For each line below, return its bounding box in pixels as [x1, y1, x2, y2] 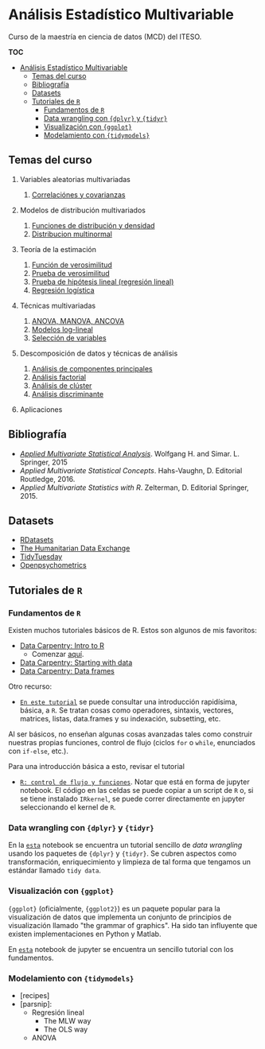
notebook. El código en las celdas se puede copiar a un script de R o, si [19, 786, 254, 795]
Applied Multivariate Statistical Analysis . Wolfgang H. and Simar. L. [19, 449, 240, 458]
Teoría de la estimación [19, 244, 97, 254]
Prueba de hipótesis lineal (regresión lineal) [31, 277, 174, 286]
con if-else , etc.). [8, 746, 69, 756]
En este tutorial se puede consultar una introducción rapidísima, [19, 697, 237, 707]
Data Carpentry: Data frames [19, 666, 115, 676]
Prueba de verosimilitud [31, 268, 110, 278]
